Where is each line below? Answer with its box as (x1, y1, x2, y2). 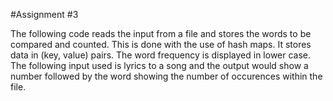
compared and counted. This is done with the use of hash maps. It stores (10, 39, 312, 50)
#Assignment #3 (10, 9, 79, 20)
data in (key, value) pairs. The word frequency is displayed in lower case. (10, 49, 312, 61)
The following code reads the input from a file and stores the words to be (10, 28, 312, 39)
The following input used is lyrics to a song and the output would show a (10, 60, 309, 71)
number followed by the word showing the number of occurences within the (10, 70, 323, 82)
